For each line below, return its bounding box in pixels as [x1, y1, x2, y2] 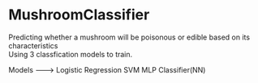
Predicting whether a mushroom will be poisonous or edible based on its [8, 32, 250, 42]
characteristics [8, 40, 58, 50]
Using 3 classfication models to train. [8, 49, 133, 59]
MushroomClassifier [8, 6, 150, 24]
